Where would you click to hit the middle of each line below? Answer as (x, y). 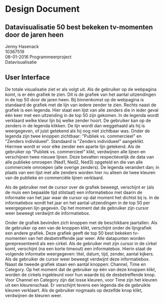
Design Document (42, 9)
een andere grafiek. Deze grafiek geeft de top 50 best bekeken (69, 233)
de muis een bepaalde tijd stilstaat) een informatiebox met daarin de (74, 192)
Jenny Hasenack (22, 47)
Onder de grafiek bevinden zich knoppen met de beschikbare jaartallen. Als (81, 222)
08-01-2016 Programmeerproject (38, 57)
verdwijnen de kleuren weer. (34, 295)
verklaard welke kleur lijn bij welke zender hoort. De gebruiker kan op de (78, 120)
